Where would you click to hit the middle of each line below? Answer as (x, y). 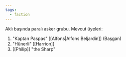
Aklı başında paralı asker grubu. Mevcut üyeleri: (54, 28)
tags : (11, 10)
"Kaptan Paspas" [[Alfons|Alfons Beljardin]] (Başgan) (67, 38)
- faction (20, 14)
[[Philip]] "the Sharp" (34, 49)
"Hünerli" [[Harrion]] (33, 43)
